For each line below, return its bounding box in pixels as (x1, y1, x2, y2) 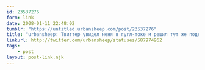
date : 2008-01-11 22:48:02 (6, 20, 75, 26)
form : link (6, 15, 34, 21)
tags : (6, 43, 20, 49)
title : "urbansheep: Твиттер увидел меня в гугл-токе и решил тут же (6, 32, 187, 38)
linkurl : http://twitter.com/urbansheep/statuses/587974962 (6, 37, 163, 43)
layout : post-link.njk (6, 54, 64, 60)
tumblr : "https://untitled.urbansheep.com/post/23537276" (6, 26, 157, 32)
